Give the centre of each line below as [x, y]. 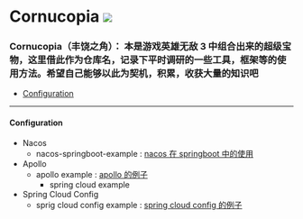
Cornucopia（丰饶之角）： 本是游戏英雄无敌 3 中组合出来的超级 [146, 47]
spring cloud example [90, 184]
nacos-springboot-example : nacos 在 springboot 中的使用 [145, 153]
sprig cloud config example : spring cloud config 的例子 [139, 205]
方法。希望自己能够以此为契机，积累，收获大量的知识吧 [138, 74]
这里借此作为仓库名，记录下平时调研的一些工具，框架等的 [152, 60]
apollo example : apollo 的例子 [92, 174]
